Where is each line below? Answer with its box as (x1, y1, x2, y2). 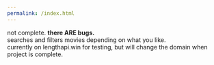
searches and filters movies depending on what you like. (7, 35, 166, 44)
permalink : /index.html (7, 9, 75, 17)
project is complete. (7, 50, 64, 58)
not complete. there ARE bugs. (7, 28, 95, 37)
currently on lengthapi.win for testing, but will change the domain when (7, 43, 208, 51)
